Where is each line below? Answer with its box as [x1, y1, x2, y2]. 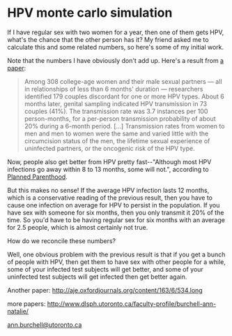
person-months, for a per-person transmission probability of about [24, 114, 216, 123]
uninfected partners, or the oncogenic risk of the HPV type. [24, 144, 195, 152]
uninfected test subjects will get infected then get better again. [7, 272, 187, 281]
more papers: [7, 299, 46, 308]
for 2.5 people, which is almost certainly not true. [7, 223, 148, 231]
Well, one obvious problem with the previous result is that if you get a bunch [7, 250, 226, 258]
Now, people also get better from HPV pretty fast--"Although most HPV [7, 157, 212, 166]
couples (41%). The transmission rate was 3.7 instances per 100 [24, 107, 208, 115]
